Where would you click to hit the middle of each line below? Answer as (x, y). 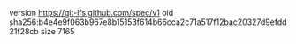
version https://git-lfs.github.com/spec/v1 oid (91, 13)
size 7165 (58, 31)
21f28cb (24, 31)
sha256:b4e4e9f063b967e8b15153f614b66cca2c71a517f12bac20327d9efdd (148, 22)
